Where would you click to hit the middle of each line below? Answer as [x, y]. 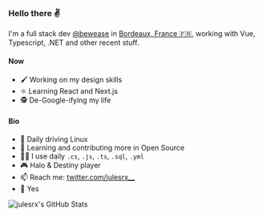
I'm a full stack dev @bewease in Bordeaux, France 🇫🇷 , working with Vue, [132, 34]
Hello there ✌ [34, 13]
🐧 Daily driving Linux [54, 139]
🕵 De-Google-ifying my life [65, 100]
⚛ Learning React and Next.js [69, 90]
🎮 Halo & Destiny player [61, 165]
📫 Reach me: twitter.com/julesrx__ [77, 177]
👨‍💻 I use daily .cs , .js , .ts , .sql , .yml [82, 156]
